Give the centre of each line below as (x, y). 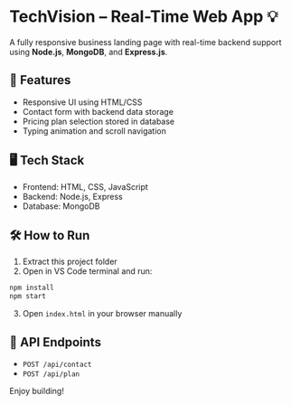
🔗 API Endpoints (56, 342)
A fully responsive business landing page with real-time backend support (145, 42)
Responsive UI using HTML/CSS (82, 102)
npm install (32, 288)
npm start (28, 297)
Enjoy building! (37, 391)
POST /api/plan (51, 374)
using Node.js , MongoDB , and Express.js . (89, 52)
